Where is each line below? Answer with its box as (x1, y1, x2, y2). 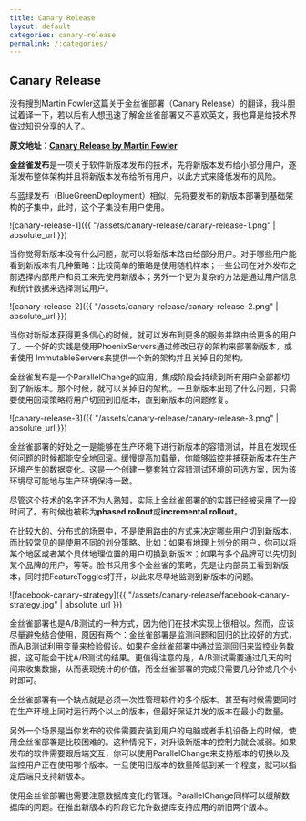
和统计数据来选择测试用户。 (9, 283, 114, 294)
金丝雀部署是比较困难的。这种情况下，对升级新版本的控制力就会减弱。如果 (16, 736, 297, 748)
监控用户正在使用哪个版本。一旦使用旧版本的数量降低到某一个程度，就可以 (9, 759, 289, 771)
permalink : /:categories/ (9, 38, 107, 48)
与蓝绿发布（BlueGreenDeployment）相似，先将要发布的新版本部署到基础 (9, 191, 286, 202)
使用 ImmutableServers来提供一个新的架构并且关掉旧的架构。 (16, 352, 249, 363)
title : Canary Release (9, 13, 96, 23)
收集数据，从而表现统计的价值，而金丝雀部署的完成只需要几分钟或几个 (25, 663, 289, 675)
